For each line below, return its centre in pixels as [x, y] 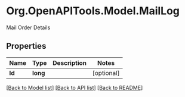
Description [70, 62]
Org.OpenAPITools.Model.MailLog [93, 11]
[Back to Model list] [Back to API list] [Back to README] [75, 87]
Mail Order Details [28, 27]
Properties [26, 46]
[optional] [106, 73]
